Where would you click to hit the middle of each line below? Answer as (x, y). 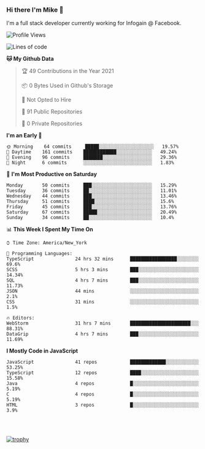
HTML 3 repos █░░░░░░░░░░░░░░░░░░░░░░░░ (103, 405)
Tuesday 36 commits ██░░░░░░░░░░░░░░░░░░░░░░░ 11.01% (91, 191)
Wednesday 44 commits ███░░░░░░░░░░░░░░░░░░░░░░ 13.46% (91, 196)
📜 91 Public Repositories (52, 112)
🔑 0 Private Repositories (52, 124)
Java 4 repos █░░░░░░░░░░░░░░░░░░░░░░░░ (103, 384)
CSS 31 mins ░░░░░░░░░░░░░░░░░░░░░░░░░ (103, 302)
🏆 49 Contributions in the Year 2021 (68, 71)
